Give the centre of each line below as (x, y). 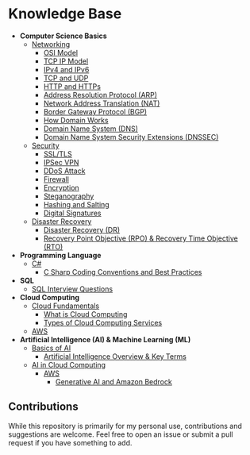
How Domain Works (76, 120)
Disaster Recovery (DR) (82, 229)
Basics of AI (51, 348)
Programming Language (60, 255)
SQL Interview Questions (72, 289)
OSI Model (60, 52)
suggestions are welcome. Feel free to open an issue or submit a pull (121, 434)
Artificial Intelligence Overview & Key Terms (115, 356)
